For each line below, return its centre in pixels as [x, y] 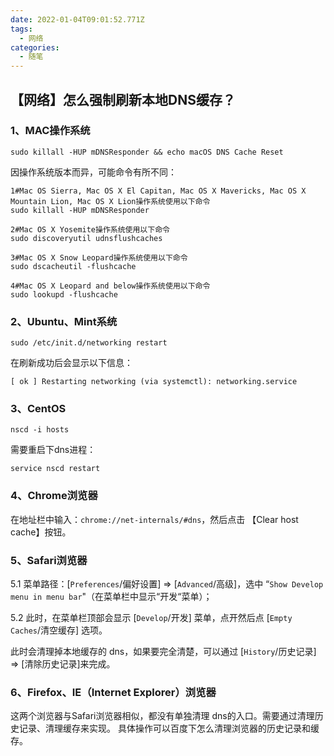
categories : [35, 47]
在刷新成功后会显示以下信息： [71, 363]
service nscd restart [55, 469]
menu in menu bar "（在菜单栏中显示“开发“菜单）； [111, 596]
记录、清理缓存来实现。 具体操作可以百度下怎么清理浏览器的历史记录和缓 [169, 728]
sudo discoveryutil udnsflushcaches [86, 238]
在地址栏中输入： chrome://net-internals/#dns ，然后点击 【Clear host [154, 519]
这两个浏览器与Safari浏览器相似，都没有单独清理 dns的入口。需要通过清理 [162, 716]
